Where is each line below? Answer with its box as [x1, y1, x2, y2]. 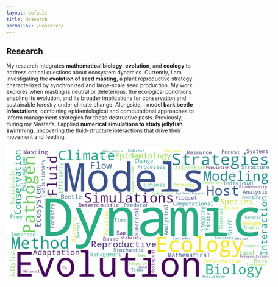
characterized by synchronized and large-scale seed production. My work [6, 82, 193, 89]
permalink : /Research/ [6, 23, 64, 29]
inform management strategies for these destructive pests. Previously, [6, 114, 183, 121]
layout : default [6, 10, 48, 16]
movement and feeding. [6, 133, 66, 141]
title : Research [6, 16, 48, 23]
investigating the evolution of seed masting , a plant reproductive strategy [6, 75, 193, 82]
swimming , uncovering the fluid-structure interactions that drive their [6, 127, 181, 134]
